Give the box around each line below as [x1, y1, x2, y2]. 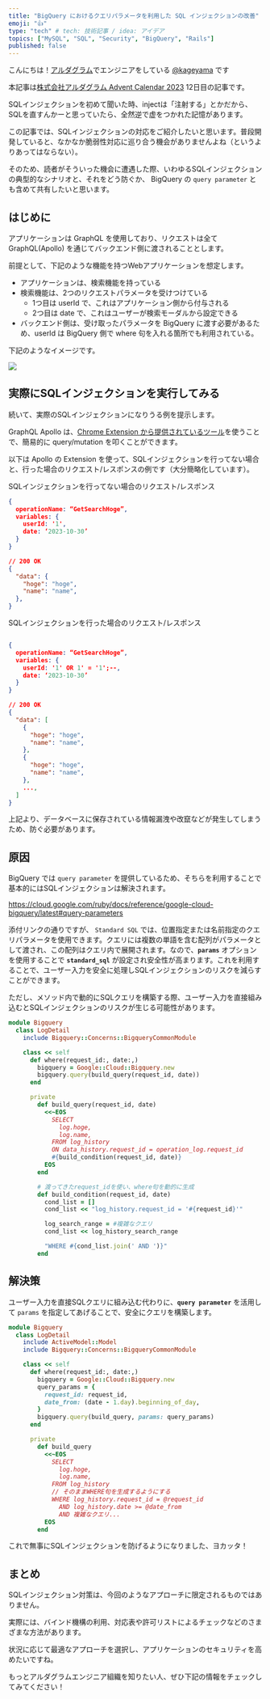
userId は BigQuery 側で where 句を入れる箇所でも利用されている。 [34, 328, 259, 338]
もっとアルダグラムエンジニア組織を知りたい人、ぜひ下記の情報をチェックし [8, 1672, 263, 1682]
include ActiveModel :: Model [23, 1338, 117, 1346]
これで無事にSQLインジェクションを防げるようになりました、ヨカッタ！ [8, 1541, 248, 1551]
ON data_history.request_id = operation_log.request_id [51, 1146, 243, 1154]
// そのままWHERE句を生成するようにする [51, 1488, 171, 1496]
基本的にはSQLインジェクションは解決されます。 [8, 883, 171, 894]
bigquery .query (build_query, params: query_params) [37, 1413, 215, 1422]
